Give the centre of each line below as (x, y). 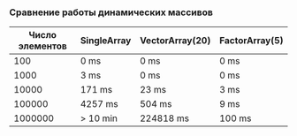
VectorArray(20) (175, 41)
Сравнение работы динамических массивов (111, 12)
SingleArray (106, 41)
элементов (43, 46)
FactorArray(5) (251, 41)
